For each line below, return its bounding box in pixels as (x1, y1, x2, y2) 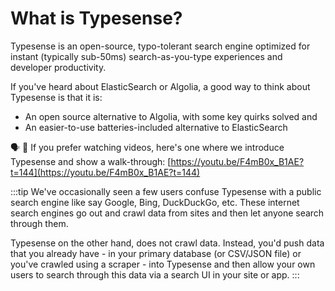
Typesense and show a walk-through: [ (10, 155, 172, 167)
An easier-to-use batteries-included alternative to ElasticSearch (24, 121, 288, 133)
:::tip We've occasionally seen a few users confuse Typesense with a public (10, 185, 322, 197)
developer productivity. (10, 61, 107, 73)
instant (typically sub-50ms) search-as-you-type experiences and (10, 50, 283, 62)
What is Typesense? (10, 7, 183, 30)
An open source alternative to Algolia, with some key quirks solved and (24, 110, 318, 122)
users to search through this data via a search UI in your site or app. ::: (10, 268, 300, 281)
